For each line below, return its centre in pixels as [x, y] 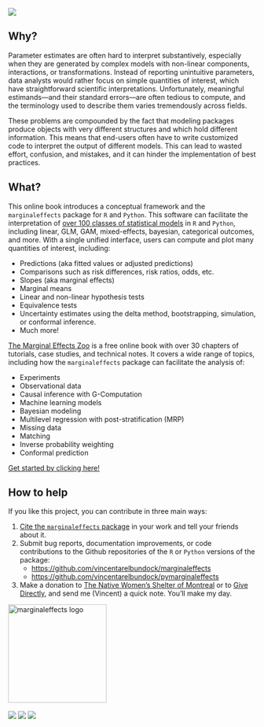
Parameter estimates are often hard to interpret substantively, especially [125, 55]
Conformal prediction [54, 452]
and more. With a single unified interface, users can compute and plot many [131, 239]
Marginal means [46, 288]
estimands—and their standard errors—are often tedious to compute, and [127, 97]
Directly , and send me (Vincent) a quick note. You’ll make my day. [126, 593]
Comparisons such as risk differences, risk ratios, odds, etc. [117, 271]
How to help [38, 493]
